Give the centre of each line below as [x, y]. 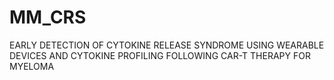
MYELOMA [32, 66]
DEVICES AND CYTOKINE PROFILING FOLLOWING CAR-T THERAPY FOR [160, 55]
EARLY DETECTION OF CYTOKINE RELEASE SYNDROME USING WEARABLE [167, 45]
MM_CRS [48, 17]
